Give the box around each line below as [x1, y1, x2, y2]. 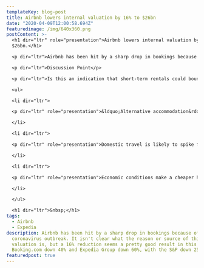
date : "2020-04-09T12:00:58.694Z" [6, 20, 94, 26]
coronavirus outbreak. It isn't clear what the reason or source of [12, 235, 189, 242]
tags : [6, 213, 20, 219]
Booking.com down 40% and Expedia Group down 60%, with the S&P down [12, 247, 191, 253]
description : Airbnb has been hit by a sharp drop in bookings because [6, 230, 191, 236]
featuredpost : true [6, 253, 56, 259]
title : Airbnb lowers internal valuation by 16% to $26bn [6, 15, 156, 21]
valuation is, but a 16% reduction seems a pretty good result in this [12, 241, 197, 247]
